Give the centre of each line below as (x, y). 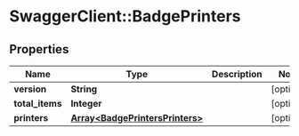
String (84, 89)
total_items (38, 104)
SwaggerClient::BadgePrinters (125, 16)
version (30, 89)
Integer (86, 104)
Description (237, 74)
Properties (39, 49)
